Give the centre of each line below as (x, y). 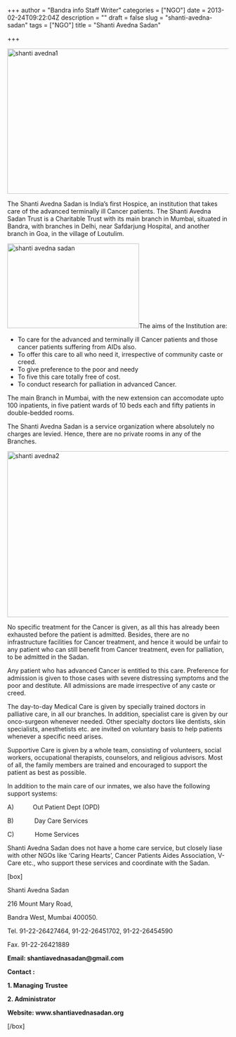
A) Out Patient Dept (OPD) (54, 807)
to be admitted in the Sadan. (48, 657)
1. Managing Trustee (38, 985)
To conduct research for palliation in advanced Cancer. (97, 384)
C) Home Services (43, 834)
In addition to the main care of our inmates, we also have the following (109, 786)
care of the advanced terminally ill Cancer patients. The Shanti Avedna (109, 211)
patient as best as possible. (47, 772)
